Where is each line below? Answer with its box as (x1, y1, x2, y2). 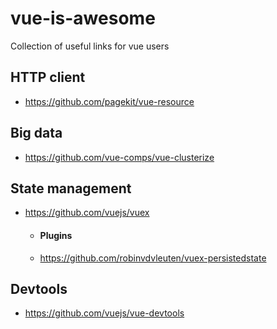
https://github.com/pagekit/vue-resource (24, 95, 195, 107)
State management (10, 180, 132, 197)
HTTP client (10, 69, 86, 86)
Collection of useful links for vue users (10, 40, 170, 52)
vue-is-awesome (10, 7, 156, 30)
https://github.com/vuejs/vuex (24, 207, 150, 219)
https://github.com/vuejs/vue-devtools (24, 307, 185, 319)
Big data (10, 125, 63, 142)
